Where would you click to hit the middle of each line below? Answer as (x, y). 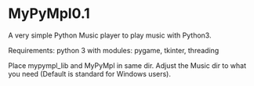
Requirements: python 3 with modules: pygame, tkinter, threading (114, 50)
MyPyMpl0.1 (49, 14)
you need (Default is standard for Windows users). (89, 73)
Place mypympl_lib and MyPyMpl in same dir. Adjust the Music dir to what (127, 65)
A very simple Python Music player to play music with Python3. (110, 35)
